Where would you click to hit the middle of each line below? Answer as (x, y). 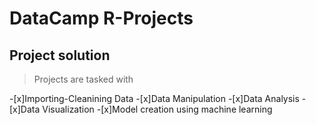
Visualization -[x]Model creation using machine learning (157, 109)
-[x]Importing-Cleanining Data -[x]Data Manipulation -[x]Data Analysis (154, 98)
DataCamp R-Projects (101, 18)
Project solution (60, 55)
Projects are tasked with (83, 79)
